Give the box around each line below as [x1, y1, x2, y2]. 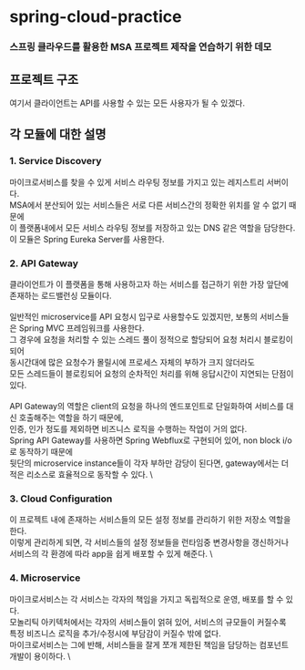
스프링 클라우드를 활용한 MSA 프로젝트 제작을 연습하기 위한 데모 [9, 41, 272, 54]
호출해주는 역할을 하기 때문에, [18, 412, 125, 423]
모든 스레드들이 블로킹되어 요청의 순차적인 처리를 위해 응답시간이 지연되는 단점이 [9, 367, 294, 379]
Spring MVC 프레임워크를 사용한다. [18, 322, 145, 334]
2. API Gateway [9, 257, 79, 270]
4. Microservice [9, 572, 81, 584]
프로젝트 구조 [9, 71, 79, 88]
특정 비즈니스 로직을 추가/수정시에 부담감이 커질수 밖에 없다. [9, 627, 221, 639]
